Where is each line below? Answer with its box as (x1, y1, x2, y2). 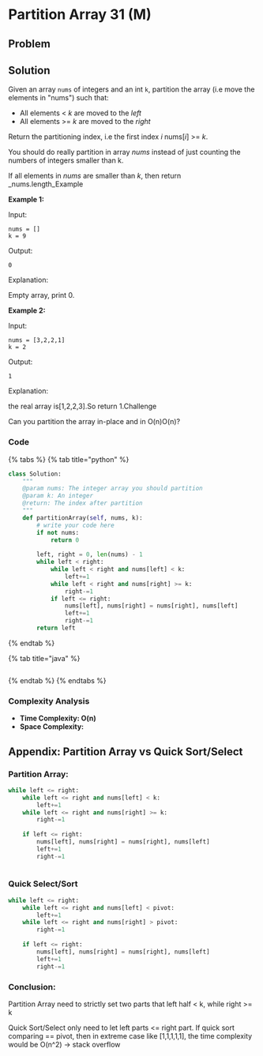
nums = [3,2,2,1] (8, 336, 66, 344)
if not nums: (36, 528, 80, 536)
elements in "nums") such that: (8, 93, 109, 103)
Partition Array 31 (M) (8, 6, 152, 24)
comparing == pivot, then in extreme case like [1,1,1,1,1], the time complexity (8, 1031, 253, 1040)
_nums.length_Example (8, 179, 84, 189)
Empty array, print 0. (8, 291, 75, 300)
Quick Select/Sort (8, 878, 78, 889)
